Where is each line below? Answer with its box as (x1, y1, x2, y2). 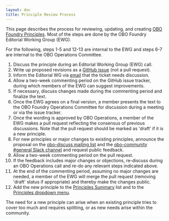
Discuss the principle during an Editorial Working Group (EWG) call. (13, 61, 153, 67)
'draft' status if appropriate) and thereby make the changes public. (13, 179, 151, 185)
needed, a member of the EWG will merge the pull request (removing (13, 173, 156, 179)
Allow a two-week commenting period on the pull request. (13, 152, 134, 158)
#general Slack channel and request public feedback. (13, 147, 124, 153)
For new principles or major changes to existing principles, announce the (13, 136, 164, 142)
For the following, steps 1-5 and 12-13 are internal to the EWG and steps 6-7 (6, 46, 162, 52)
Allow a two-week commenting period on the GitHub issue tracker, (13, 77, 151, 83)
